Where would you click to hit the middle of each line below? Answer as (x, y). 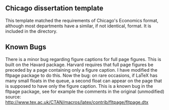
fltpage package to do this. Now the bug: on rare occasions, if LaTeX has (81, 75)
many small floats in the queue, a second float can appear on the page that (84, 81)
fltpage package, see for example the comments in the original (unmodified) (85, 91)
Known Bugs (26, 47)
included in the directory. (31, 31)
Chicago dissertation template (54, 8)
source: (13, 97)
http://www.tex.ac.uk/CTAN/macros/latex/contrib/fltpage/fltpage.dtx (77, 102)
